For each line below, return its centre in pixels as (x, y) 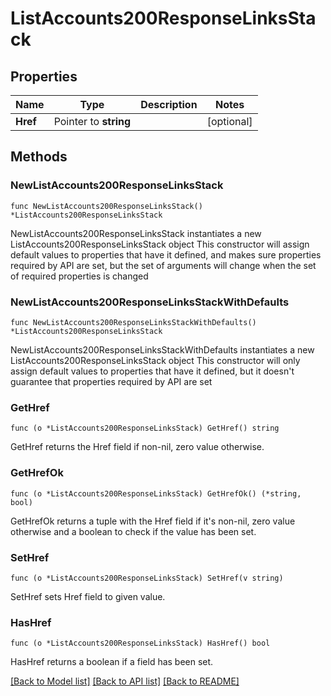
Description (169, 104)
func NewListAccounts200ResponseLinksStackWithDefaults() (133, 322)
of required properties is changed (79, 276)
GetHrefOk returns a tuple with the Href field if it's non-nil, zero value (153, 521)
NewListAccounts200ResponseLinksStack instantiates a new (136, 233)
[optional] (229, 121)
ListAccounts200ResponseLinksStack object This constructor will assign (160, 244)
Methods (39, 157)
